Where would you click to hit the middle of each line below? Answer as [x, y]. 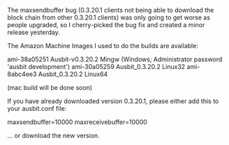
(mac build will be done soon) [50, 87]
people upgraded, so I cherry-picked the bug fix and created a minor [106, 25]
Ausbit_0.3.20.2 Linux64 [73, 74]
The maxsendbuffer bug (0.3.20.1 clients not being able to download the [111, 10]
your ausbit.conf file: [37, 108]
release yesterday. [34, 32]
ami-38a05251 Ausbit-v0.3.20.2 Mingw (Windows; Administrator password [115, 59]
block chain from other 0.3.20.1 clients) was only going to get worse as [109, 17]
